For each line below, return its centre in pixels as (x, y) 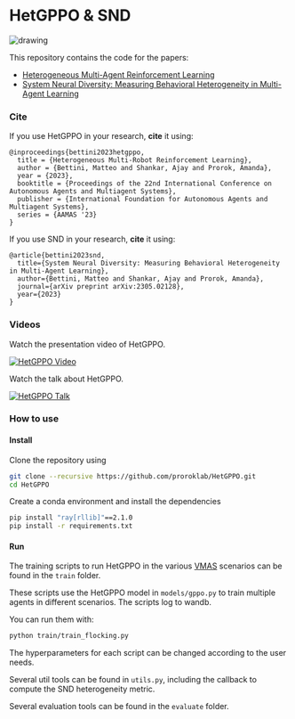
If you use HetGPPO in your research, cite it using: (101, 136)
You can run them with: (52, 619)
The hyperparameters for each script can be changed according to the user (148, 653)
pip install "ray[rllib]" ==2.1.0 (71, 518)
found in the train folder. (55, 576)
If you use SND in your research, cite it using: (92, 239)
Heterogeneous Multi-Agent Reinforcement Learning (118, 74)
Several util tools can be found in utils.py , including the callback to (133, 680)
